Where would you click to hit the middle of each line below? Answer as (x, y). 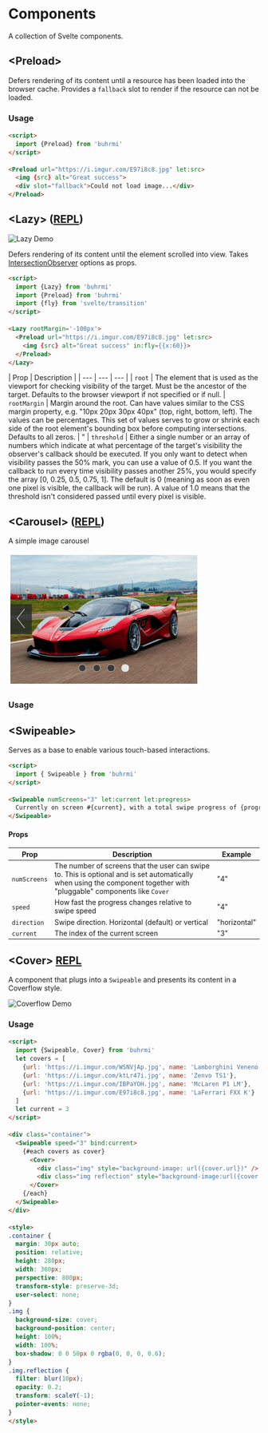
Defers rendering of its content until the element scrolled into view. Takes (128, 254)
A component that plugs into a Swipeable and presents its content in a (122, 980)
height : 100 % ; (39, 1337)
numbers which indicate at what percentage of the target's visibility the (125, 446)
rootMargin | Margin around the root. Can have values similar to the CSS (126, 403)
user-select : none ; (48, 1295)
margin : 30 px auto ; (48, 1244)
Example (236, 854)
